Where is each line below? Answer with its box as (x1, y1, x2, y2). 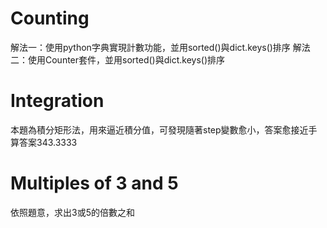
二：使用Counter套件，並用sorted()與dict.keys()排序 (10, 53, 226, 66)
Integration (10, 90, 105, 112)
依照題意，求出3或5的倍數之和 (10, 206, 135, 218)
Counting (10, 7, 90, 30)
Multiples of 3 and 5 (10, 172, 179, 195)
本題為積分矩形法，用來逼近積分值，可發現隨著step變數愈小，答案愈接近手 (10, 123, 318, 136)
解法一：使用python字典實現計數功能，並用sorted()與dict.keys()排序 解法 (10, 41, 311, 53)
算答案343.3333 (10, 136, 78, 148)
